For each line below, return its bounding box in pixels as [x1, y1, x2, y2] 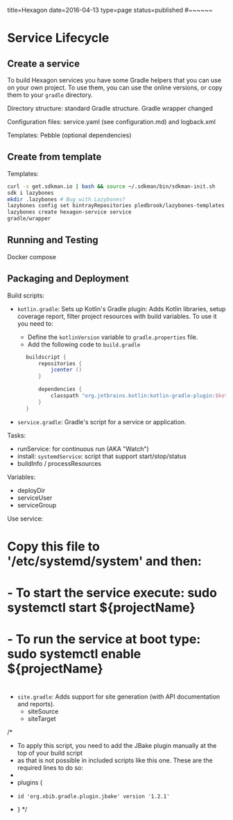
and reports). [17, 700, 55, 708]
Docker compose [7, 252, 57, 261]
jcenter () [51, 367, 82, 374]
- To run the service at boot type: [7, 631, 201, 647]
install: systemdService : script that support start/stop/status [17, 452, 187, 460]
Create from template [7, 151, 102, 163]
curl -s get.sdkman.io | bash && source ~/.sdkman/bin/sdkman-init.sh [7, 183, 216, 190]
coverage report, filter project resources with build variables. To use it [17, 312, 217, 320]
